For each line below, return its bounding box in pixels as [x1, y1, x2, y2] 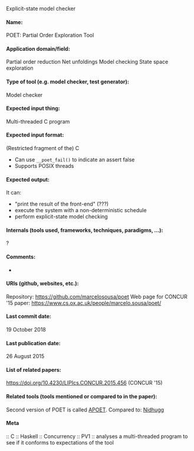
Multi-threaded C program [6, 118, 70, 125]
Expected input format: [6, 131, 64, 138]
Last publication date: [6, 339, 61, 346]
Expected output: [6, 176, 50, 183]
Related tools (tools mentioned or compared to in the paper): [6, 393, 157, 400]
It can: [6, 189, 22, 196]
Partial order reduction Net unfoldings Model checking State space [6, 59, 169, 66]
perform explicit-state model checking [14, 213, 108, 220]
